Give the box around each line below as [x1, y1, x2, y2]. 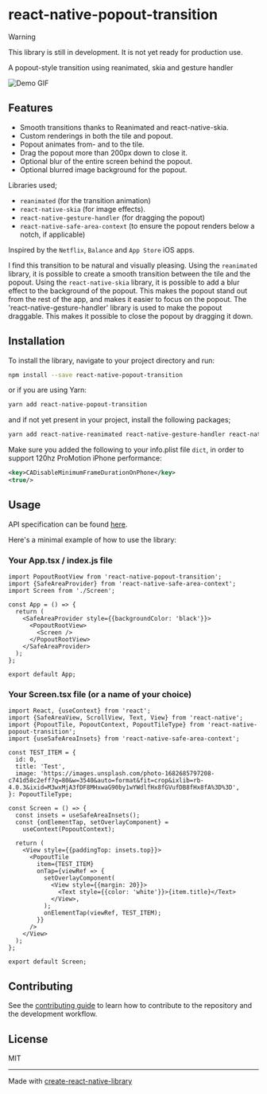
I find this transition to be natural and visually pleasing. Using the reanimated [8, 261, 258, 270]
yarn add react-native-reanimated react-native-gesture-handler [8, 430, 226, 439]
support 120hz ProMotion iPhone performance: [8, 453, 163, 463]
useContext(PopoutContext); [22, 825, 115, 833]
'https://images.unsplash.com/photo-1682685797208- [40, 770, 215, 778]
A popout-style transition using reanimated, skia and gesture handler [8, 62, 234, 73]
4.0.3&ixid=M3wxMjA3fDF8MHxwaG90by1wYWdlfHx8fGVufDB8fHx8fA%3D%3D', [8, 783, 240, 792]
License [8, 1032, 48, 1045]
